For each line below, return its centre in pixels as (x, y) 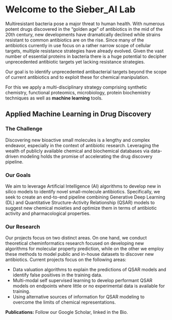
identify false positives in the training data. (57, 275)
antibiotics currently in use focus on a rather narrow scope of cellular (78, 45)
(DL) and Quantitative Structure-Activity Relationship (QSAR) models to (80, 202)
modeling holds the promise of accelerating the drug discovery (86, 156)
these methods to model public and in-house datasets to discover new (80, 254)
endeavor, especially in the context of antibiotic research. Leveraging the (82, 145)
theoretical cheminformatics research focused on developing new (75, 243)
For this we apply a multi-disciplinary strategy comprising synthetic (76, 87)
